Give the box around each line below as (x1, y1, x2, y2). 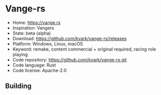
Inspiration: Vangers (12, 24, 54, 30)
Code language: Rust (12, 62, 56, 68)
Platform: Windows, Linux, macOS (12, 40, 83, 46)
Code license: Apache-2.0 (12, 67, 67, 73)
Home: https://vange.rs (12, 19, 61, 25)
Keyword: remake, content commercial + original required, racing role (12, 46, 156, 52)
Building (5, 82, 32, 90)
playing (12, 51, 28, 57)
